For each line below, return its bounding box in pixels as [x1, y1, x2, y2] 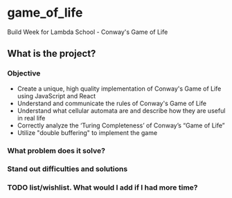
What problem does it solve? [7, 145, 106, 155]
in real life [17, 114, 46, 122]
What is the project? [7, 48, 96, 60]
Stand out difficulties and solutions [7, 164, 128, 174]
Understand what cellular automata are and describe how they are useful [17, 106, 226, 115]
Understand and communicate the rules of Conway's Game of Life [17, 99, 206, 107]
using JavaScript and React [17, 91, 96, 100]
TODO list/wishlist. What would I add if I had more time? [7, 183, 198, 192]
